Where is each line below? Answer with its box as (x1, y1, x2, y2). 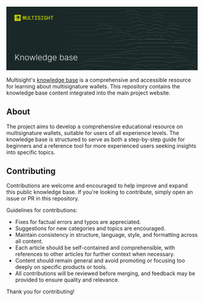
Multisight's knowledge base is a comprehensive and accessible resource (6, 76, 191, 84)
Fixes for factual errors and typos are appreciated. (15, 219, 141, 226)
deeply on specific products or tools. (15, 263, 107, 271)
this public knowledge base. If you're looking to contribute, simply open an (6, 188, 193, 196)
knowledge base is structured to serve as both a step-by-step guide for (6, 136, 185, 143)
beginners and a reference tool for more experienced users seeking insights (6, 142, 197, 149)
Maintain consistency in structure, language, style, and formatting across (15, 231, 198, 239)
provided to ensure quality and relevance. (15, 276, 120, 283)
